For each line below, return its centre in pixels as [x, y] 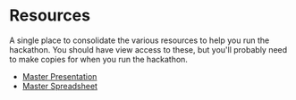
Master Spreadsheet [60, 86]
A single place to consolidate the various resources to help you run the [140, 40]
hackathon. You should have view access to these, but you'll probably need [148, 49]
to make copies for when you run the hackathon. [98, 59]
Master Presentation [59, 76]
